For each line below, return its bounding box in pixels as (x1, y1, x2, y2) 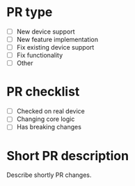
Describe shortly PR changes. (6, 171, 92, 179)
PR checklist (6, 84, 80, 100)
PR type (6, 4, 53, 20)
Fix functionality (16, 51, 63, 59)
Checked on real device (16, 107, 85, 115)
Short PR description (6, 148, 129, 164)
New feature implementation (16, 36, 99, 43)
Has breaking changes (16, 123, 81, 131)
